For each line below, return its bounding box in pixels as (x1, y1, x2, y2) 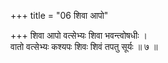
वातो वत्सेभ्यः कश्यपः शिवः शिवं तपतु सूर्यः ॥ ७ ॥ (10, 41, 158, 52)
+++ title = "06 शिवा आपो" (10, 10, 109, 21)
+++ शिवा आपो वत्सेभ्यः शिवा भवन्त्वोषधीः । (10, 30, 148, 41)
